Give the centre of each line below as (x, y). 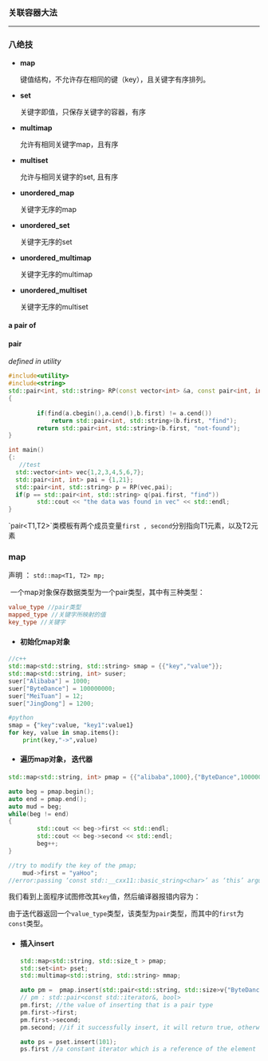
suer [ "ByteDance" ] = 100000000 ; (62, 688)
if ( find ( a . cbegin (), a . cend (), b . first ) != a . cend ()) (125, 413)
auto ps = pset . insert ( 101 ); (68, 1042)
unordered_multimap (55, 257)
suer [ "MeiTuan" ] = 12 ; (46, 696)
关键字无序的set (46, 241)
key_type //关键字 (37, 622)
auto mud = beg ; (35, 806)
